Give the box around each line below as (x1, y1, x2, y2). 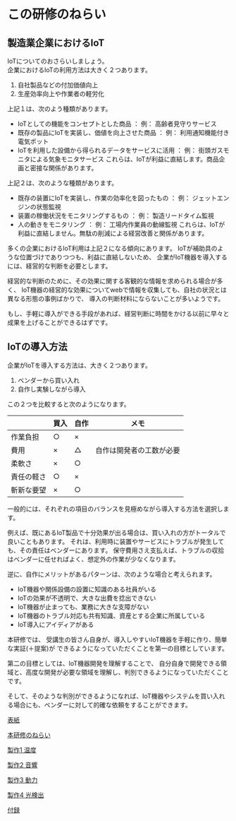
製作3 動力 (7, 775, 38, 784)
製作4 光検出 (7, 791, 44, 799)
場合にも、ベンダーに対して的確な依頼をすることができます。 (13, 700, 192, 709)
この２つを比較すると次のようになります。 (7, 400, 130, 408)
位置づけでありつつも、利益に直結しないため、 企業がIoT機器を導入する (19, 253, 228, 261)
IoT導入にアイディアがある (17, 620, 94, 629)
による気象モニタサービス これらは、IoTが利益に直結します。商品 (30, 155, 220, 163)
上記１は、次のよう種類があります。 (7, 105, 112, 113)
